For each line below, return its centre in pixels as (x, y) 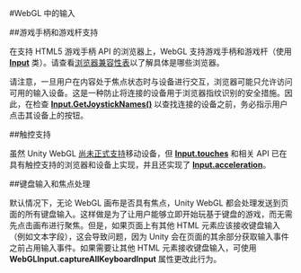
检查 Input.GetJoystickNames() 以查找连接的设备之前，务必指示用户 (160, 104)
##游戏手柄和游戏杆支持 (54, 32)
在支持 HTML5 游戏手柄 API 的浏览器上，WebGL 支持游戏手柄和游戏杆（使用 (150, 51)
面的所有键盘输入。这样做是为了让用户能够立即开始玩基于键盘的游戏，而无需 (151, 214)
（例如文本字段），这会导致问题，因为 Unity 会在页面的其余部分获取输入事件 (149, 237)
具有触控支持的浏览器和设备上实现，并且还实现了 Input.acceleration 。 (140, 165)
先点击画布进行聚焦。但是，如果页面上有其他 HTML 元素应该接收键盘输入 (145, 225)
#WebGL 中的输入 (42, 13)
